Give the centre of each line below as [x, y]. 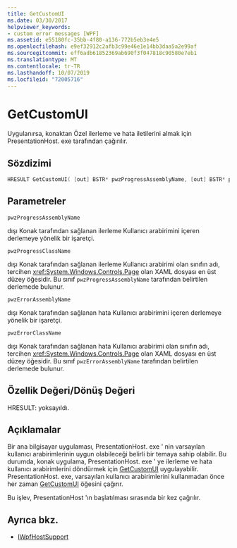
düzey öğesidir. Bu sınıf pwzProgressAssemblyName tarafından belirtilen [108, 279]
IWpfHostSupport [43, 537]
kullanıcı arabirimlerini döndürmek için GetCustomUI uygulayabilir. [103, 469]
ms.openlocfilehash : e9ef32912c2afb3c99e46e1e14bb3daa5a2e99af [102, 46]
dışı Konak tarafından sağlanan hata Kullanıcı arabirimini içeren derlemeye [115, 312]
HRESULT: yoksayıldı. [38, 407]
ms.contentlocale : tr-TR [44, 66]
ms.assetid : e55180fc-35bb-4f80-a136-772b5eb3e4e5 [83, 40]
